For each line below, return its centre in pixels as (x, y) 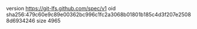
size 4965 (48, 21)
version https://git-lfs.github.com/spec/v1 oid (61, 8)
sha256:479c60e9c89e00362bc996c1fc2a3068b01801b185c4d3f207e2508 (99, 14)
